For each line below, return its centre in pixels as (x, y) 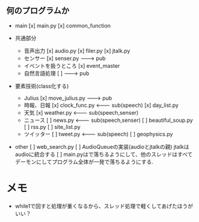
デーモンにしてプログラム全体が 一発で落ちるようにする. (84, 161)
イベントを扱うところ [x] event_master (72, 65)
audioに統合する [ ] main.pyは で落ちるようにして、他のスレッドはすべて (104, 154)
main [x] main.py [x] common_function (63, 25)
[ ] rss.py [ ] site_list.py (52, 127)
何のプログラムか (38, 11)
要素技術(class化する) (42, 86)
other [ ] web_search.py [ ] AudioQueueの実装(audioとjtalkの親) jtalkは (102, 146)
